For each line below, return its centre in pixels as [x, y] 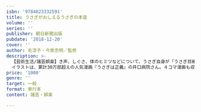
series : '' [20, 28]
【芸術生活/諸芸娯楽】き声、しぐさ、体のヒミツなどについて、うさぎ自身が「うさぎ [100, 61]
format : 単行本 [24, 89]
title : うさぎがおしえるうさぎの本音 [47, 17]
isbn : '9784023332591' [34, 12]
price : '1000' [24, 73]
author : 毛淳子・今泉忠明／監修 [42, 51]
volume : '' [20, 23]
